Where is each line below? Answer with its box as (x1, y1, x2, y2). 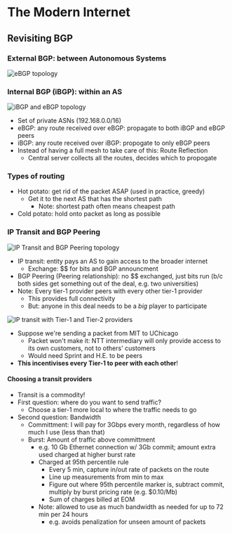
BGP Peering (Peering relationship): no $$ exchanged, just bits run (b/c (17, 271, 223, 280)
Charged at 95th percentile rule (38, 458, 129, 466)
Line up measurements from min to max (48, 473, 164, 481)
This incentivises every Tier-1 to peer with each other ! (17, 359, 179, 367)
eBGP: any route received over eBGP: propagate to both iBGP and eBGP (17, 124, 226, 132)
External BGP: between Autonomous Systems (7, 53, 167, 63)
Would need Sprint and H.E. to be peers (27, 351, 142, 359)
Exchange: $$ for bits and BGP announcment (27, 264, 159, 273)
